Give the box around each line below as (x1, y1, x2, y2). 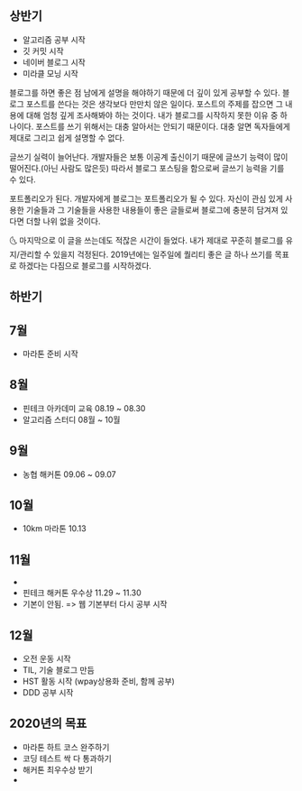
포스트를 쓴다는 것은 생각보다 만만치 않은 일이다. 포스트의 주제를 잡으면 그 (25, 98, 284, 109)
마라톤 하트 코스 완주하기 (22, 741, 110, 752)
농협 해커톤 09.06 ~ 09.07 (22, 468, 116, 480)
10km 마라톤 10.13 (22, 523, 87, 534)
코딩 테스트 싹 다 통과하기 (22, 752, 113, 764)
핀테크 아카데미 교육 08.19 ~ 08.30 (22, 402, 146, 413)
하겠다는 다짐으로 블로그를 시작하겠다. (18, 260, 151, 271)
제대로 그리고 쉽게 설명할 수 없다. (9, 132, 125, 143)
